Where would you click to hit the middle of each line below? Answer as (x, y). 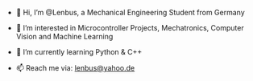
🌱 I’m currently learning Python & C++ (79, 52)
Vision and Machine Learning (64, 36)
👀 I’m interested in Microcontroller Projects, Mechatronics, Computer (130, 28)
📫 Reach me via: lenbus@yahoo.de (75, 68)
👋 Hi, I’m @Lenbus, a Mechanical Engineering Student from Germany (131, 12)
